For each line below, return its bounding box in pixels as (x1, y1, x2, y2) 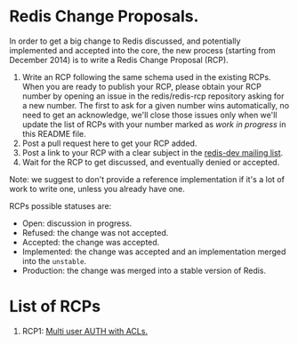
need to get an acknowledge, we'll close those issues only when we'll (21, 109, 278, 120)
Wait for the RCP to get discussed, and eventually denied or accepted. (21, 156, 280, 167)
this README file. (21, 128, 86, 139)
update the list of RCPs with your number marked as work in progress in (21, 118, 286, 130)
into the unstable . (21, 255, 87, 266)
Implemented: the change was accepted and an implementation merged (21, 246, 286, 257)
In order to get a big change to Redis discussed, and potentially (9, 36, 241, 46)
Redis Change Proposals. (9, 6, 199, 27)
